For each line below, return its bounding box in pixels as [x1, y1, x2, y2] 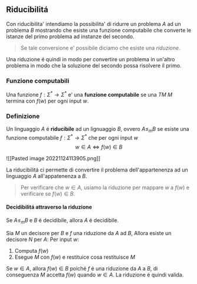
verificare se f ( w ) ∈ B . [20, 190, 75, 197]
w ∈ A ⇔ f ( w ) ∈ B [75, 143, 123, 150]
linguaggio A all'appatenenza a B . [6, 172, 87, 179]
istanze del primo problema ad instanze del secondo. [6, 32, 135, 40]
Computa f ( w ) [14, 247, 49, 254]
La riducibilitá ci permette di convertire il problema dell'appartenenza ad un [6, 166, 188, 173]
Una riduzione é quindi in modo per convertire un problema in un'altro [6, 55, 175, 62]
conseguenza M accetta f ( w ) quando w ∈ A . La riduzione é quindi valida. [6, 271, 184, 278]
